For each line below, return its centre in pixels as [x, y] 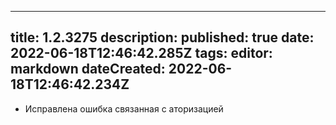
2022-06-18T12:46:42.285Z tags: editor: [141, 53]
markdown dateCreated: [88, 69]
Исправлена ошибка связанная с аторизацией [124, 108]
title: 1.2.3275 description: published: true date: [162, 37]
